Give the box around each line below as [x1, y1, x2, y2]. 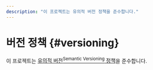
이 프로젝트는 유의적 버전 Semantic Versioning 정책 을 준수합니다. [6, 56, 148, 64]
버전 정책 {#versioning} [6, 36, 119, 49]
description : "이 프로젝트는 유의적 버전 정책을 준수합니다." [6, 8, 139, 15]
